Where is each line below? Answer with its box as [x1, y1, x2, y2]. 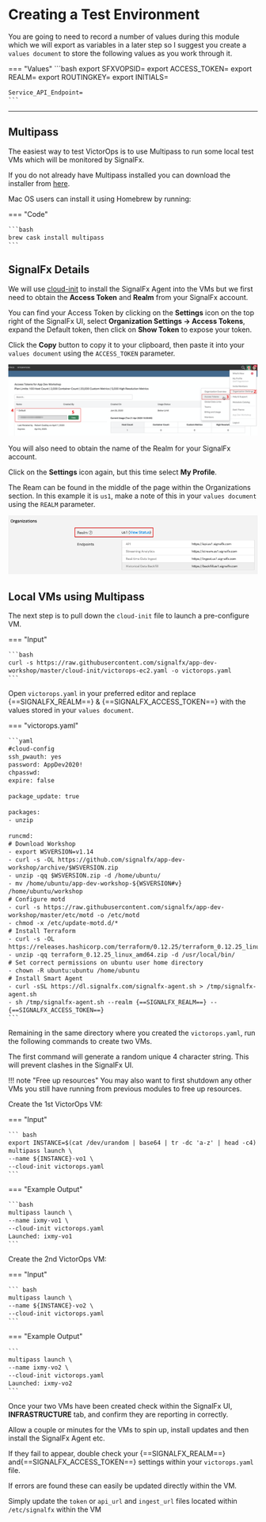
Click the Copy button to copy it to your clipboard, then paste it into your [8, 340, 245, 349]
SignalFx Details [8, 263, 89, 276]
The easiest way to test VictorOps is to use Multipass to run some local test [8, 146, 254, 156]
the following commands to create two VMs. [8, 1037, 153, 1046]
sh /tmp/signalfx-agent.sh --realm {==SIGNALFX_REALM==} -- [15, 999, 218, 1006]
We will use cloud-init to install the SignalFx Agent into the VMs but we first [8, 283, 253, 294]
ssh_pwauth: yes [8, 753, 62, 761]
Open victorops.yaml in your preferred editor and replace [8, 689, 196, 698]
